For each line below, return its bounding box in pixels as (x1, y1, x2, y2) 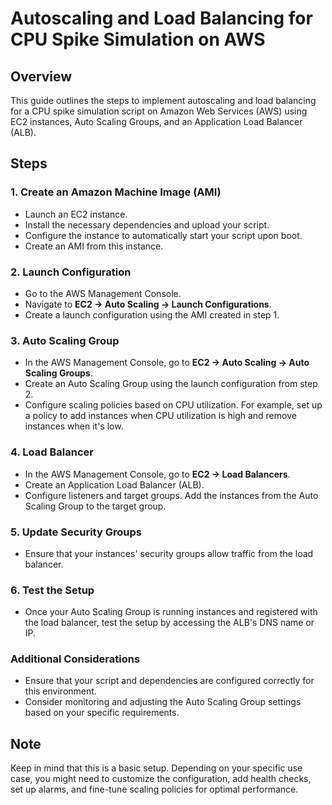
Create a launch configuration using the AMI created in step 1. (24, 308, 280, 321)
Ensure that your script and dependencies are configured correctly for (24, 675, 315, 687)
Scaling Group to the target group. (24, 500, 167, 512)
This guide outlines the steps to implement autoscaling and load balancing (10, 95, 317, 106)
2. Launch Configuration (10, 265, 132, 279)
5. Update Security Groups (10, 525, 142, 539)
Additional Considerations (10, 652, 141, 666)
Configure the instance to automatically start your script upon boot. (24, 229, 303, 241)
